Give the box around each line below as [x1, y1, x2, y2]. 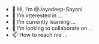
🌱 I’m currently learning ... [11, 18, 76, 25]
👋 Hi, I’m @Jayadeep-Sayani [11, 6, 83, 12]
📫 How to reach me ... [11, 32, 68, 38]
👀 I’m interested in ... [11, 12, 63, 19]
